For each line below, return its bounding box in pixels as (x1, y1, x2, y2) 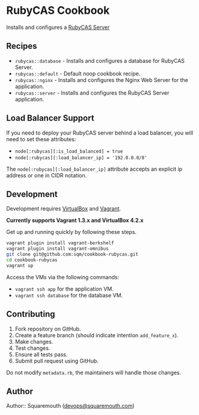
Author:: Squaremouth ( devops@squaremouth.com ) (6, 402, 135, 410)
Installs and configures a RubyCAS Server (6, 24, 110, 31)
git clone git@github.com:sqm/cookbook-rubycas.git (6, 252, 138, 258)
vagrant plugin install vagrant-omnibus (6, 246, 109, 252)
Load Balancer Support (6, 113, 94, 124)
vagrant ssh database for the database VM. (14, 291, 123, 299)
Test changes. (14, 344, 51, 352)
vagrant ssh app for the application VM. (14, 285, 114, 293)
